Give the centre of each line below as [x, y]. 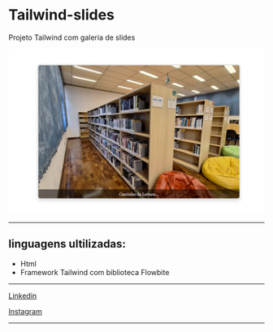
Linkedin [23, 295]
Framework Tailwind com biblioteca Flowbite [95, 272]
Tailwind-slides [62, 15]
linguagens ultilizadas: [67, 244]
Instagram [25, 311]
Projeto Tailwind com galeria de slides [72, 37]
